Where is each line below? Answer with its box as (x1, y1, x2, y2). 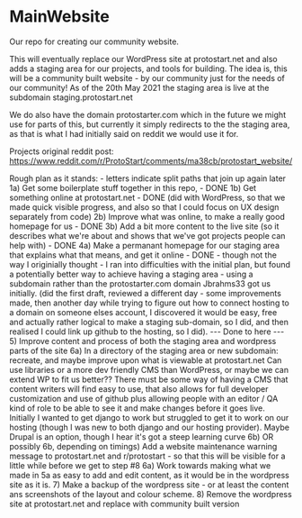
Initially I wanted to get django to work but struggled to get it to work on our (9, 412, 289, 423)
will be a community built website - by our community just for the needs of (9, 72, 286, 83)
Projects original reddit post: (9, 146, 114, 157)
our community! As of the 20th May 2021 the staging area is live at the (9, 82, 270, 93)
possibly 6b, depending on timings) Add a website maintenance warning (9, 441, 278, 451)
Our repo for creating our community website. (9, 36, 180, 47)
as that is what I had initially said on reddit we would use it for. (9, 128, 239, 139)
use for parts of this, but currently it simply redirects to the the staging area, (9, 119, 290, 130)
